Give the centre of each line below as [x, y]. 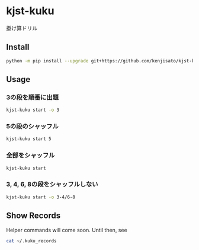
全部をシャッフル [31, 156]
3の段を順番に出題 [33, 97]
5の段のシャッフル [33, 126]
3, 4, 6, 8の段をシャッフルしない [52, 184]
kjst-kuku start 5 [29, 139]
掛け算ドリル [22, 28]
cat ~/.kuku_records [32, 241]
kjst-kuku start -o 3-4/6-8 [41, 197]
